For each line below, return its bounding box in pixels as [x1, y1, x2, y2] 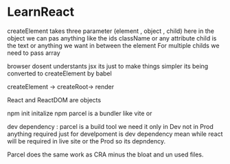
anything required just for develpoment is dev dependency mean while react [7, 130, 223, 138]
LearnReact [7, 4, 75, 20]
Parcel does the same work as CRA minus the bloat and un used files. [7, 150, 204, 159]
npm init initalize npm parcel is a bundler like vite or [7, 109, 152, 117]
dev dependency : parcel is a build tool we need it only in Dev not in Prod [7, 122, 214, 130]
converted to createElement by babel [7, 69, 112, 78]
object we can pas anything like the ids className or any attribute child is [7, 34, 217, 42]
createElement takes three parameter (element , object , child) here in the [7, 27, 215, 35]
